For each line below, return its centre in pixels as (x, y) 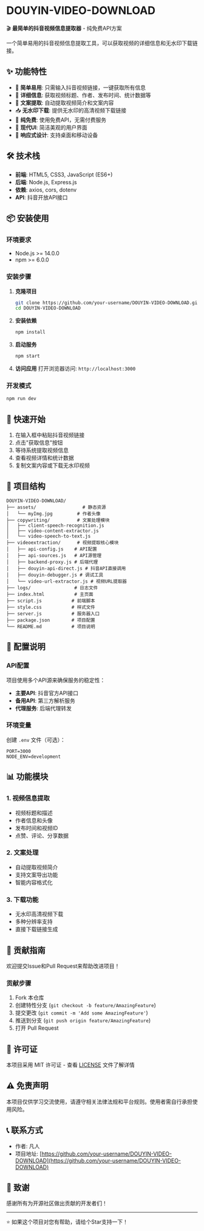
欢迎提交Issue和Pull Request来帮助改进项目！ (63, 966)
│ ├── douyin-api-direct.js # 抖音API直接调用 (66, 568)
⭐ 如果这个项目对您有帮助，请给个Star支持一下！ (67, 1222)
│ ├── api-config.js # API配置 (52, 549)
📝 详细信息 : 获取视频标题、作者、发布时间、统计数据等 (83, 95)
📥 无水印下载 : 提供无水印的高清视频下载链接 (71, 110)
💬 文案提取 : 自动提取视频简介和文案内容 (64, 102)
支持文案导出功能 (36, 875)
